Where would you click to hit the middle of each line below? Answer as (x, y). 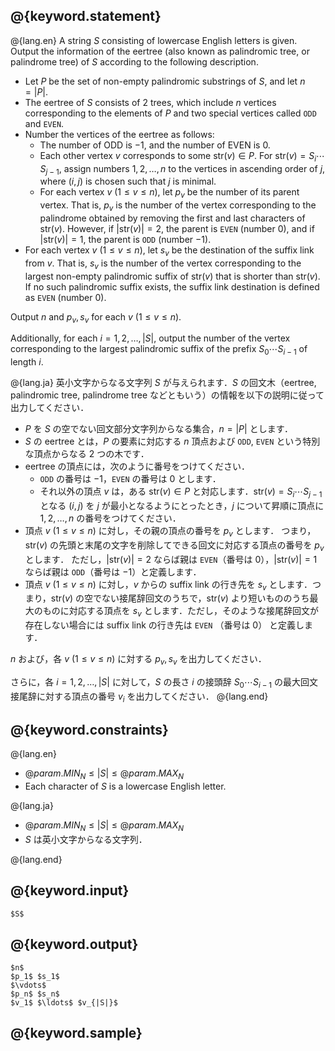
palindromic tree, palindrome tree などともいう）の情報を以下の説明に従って (167, 395)
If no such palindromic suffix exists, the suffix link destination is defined (172, 286)
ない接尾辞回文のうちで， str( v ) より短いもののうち (205, 598)
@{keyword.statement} (86, 16)
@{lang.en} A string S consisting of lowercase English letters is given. (154, 40)
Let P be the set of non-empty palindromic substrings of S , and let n (165, 81)
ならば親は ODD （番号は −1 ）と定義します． (113, 571)
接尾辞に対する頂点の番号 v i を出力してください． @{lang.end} (139, 697)
